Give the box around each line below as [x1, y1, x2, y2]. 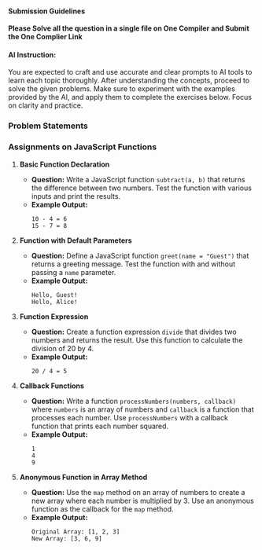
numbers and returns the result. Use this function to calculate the [31, 335, 243, 345]
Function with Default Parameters [19, 236, 132, 245]
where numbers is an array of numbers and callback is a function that [31, 405, 254, 414]
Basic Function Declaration [19, 159, 110, 169]
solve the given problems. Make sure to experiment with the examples [8, 84, 236, 93]
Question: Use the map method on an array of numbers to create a [31, 487, 245, 497]
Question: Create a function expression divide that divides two [31, 327, 238, 336]
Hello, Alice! [31, 298, 78, 306]
